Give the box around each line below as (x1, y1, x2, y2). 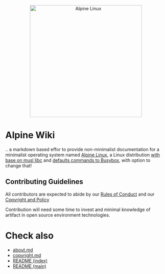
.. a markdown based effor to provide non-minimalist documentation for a (5, 146, 160, 152)
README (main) (12, 263, 46, 269)
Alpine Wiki (5, 130, 55, 141)
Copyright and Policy (5, 196, 50, 202)
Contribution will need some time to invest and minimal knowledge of (5, 206, 151, 213)
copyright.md (12, 252, 41, 258)
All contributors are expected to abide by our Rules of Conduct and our (5, 191, 155, 197)
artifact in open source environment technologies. (5, 212, 111, 218)
